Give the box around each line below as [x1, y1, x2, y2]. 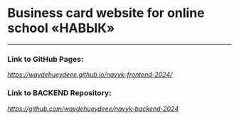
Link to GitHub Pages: [7, 54, 84, 64]
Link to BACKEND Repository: [7, 88, 112, 98]
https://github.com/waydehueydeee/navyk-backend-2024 [7, 104, 179, 113]
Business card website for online [7, 5, 205, 21]
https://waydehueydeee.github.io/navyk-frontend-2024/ [7, 70, 173, 79]
